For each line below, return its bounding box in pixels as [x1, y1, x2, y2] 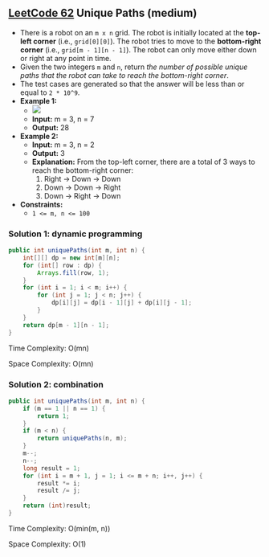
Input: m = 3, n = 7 [31, 114, 95, 124]
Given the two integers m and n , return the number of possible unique [19, 62, 248, 72]
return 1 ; [37, 412, 70, 420]
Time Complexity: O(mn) [8, 343, 90, 353]
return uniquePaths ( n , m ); [37, 434, 128, 443]
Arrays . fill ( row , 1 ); [37, 268, 110, 276]
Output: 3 [31, 148, 66, 158]
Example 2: [19, 131, 59, 141]
